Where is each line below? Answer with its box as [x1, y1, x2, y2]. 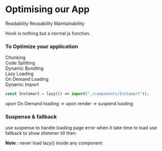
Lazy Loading [5, 71, 34, 77]
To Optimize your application [5, 43, 78, 50]
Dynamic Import [5, 81, 39, 87]
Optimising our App [5, 4, 90, 15]
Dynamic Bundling [5, 65, 44, 72]
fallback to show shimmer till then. [5, 130, 77, 136]
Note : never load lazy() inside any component [5, 140, 103, 146]
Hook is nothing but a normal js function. [5, 30, 91, 36]
